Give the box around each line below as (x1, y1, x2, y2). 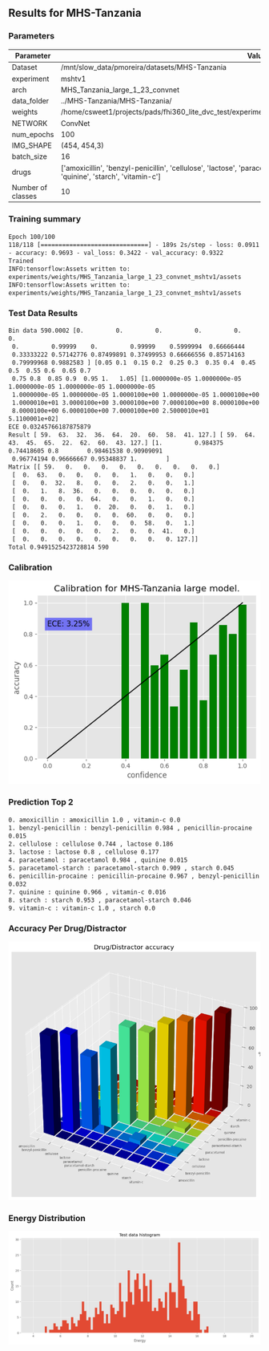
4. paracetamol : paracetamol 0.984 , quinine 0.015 (8, 856, 188, 864)
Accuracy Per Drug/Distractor (8, 923, 126, 934)
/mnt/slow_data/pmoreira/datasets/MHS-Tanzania (61, 63, 227, 72)
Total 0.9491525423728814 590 (8, 543, 110, 552)
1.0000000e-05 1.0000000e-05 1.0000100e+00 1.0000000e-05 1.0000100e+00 (11, 391, 260, 400)
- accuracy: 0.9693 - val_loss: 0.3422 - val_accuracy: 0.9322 (8, 249, 224, 257)
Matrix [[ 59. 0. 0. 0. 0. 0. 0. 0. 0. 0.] (8, 463, 220, 472)
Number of (11, 182, 48, 192)
